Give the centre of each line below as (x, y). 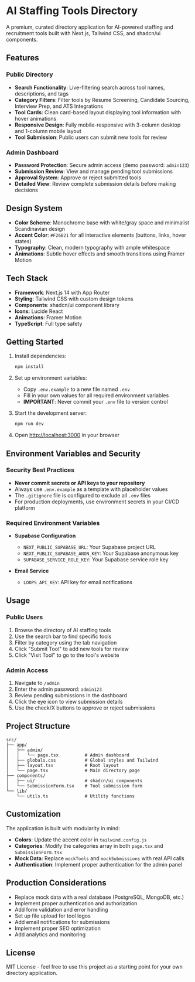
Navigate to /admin (37, 683)
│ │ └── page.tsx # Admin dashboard (68, 755)
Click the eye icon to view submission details (69, 702)
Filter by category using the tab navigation (66, 642)
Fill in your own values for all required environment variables (96, 395)
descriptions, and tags (42, 93)
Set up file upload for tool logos (52, 916)
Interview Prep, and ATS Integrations (59, 106)
